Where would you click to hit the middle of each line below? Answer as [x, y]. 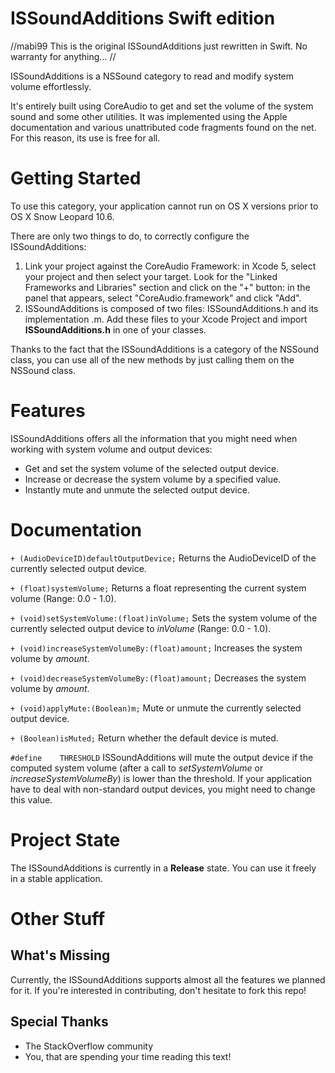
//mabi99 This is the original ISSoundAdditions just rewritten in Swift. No [159, 46]
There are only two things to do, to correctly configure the [130, 236]
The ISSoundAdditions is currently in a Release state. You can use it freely [163, 868]
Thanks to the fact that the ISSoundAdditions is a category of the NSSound [165, 349]
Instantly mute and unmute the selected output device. [137, 489]
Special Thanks [59, 1022]
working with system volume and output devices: [111, 449]
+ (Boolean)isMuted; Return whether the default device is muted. [144, 738]
